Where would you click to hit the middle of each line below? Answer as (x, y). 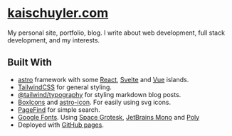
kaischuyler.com (58, 13)
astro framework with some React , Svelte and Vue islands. (103, 79)
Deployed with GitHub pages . (61, 125)
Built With (30, 63)
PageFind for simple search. (59, 109)
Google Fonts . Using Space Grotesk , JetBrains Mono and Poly (109, 117)
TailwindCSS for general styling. (65, 87)
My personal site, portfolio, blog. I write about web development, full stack (116, 33)
